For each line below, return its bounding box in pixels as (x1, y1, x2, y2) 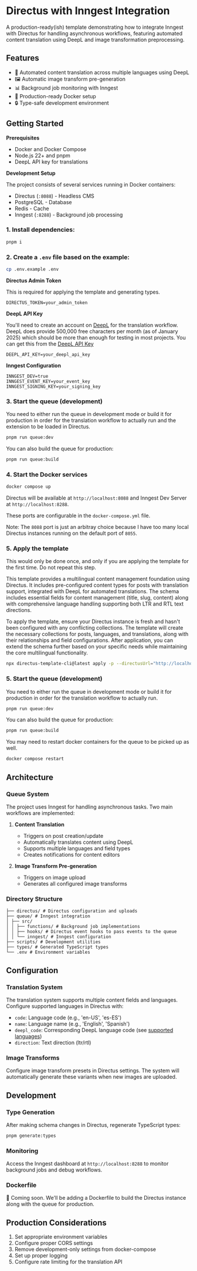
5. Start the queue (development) (6, 675, 103, 683)
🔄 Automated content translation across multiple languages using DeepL (14, 69, 189, 76)
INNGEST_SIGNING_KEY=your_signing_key (6, 384, 101, 390)
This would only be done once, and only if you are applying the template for (6, 558, 189, 565)
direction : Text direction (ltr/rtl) (14, 1039, 91, 1046)
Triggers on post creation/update (23, 832, 104, 839)
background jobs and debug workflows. (6, 1166, 103, 1173)
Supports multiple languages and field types (23, 844, 131, 851)
